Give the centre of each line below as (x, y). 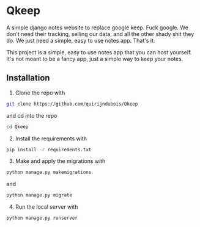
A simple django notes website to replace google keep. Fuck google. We (97, 27)
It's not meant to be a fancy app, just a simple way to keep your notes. (95, 59)
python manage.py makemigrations (49, 172)
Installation (28, 78)
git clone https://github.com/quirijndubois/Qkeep (72, 104)
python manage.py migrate (39, 195)
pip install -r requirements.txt (49, 150)
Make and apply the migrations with (60, 161)
